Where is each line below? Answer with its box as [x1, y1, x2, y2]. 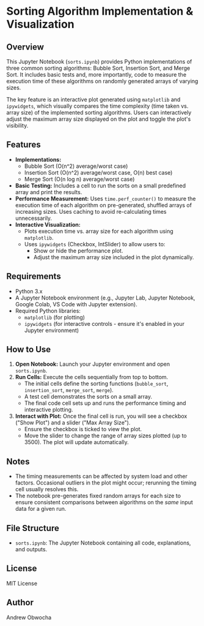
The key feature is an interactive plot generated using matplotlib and [6, 96, 181, 103]
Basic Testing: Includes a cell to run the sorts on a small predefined [15, 182, 186, 189]
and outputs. [15, 546, 48, 553]
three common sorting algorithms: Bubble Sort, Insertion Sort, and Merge [6, 64, 191, 72]
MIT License [6, 579, 38, 587]
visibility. [6, 122, 29, 129]
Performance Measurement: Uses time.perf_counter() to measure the [15, 195, 197, 202]
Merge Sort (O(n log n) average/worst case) [24, 175, 135, 183]
